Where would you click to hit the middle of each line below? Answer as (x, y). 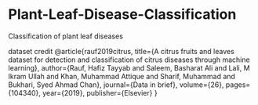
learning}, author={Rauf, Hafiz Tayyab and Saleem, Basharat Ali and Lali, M (129, 67)
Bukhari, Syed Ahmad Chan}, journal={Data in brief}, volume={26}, (116, 85)
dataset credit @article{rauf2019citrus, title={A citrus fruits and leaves (122, 51)
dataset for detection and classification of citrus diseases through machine (129, 60)
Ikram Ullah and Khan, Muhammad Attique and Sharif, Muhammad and (122, 76)
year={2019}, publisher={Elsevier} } (100, 92)
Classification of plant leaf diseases (66, 36)
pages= (238, 85)
